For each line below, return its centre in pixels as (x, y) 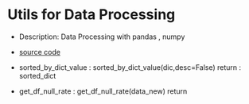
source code (40, 52)
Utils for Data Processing (91, 15)
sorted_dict (37, 75)
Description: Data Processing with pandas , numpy (102, 37)
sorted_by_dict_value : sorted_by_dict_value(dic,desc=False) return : (130, 67)
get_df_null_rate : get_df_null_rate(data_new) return (103, 91)
